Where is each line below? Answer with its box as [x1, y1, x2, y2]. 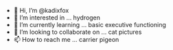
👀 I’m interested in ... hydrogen [13, 14, 101, 22]
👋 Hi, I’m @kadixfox [13, 7, 69, 14]
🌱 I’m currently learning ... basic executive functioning [13, 21, 167, 28]
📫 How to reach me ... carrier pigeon [13, 36, 119, 43]
